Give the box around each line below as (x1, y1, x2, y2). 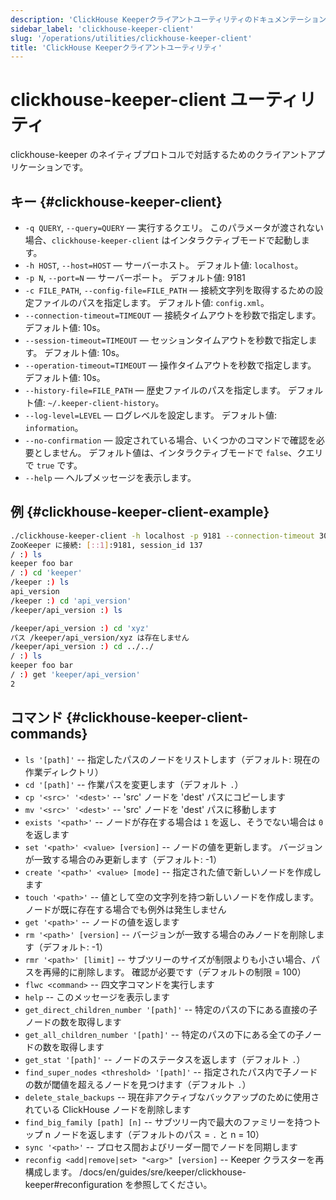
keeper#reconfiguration (24, 1178, 123, 1190)
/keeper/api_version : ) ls (10, 605, 123, 615)
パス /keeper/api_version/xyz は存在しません (10, 632, 190, 643)
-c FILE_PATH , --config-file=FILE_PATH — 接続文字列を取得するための (24, 284, 315, 296)
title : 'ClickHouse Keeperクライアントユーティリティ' (10, 42, 223, 53)
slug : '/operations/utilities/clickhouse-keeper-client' (10, 33, 253, 43)
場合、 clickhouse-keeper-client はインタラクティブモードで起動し (24, 234, 302, 246)
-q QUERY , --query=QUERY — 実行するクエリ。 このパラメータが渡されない (24, 222, 324, 233)
